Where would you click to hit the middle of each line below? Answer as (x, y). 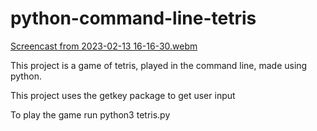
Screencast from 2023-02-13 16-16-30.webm (104, 46)
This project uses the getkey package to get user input (123, 95)
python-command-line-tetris (133, 18)
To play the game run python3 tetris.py (90, 114)
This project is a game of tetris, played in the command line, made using (159, 65)
